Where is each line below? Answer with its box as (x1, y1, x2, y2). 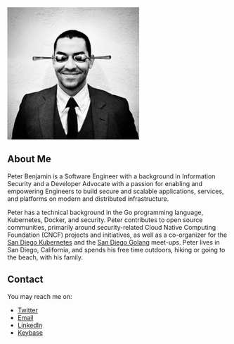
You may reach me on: (7, 292, 72, 300)
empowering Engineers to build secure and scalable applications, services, (7, 187, 224, 195)
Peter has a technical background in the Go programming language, (7, 208, 204, 216)
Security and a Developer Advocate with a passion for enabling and (7, 179, 202, 188)
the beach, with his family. (7, 253, 83, 262)
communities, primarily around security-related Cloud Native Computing (7, 223, 216, 231)
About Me (7, 153, 51, 165)
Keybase (17, 328, 44, 337)
